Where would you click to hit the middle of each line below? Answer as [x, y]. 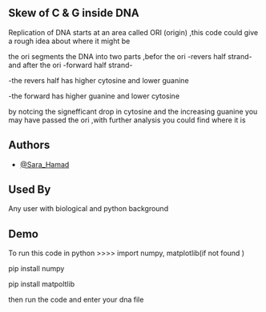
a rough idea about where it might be [69, 41]
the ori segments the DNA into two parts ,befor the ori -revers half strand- [130, 56]
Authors [29, 145]
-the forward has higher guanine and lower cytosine [94, 96]
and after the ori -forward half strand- [71, 65]
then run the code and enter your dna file [76, 300]
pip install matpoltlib [41, 284]
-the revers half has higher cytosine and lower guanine [99, 80]
